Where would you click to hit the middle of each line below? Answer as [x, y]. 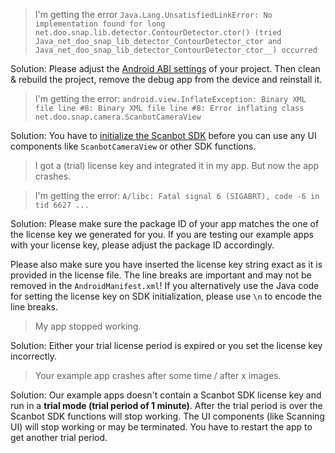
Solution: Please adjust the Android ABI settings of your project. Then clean [165, 68]
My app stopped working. [88, 326]
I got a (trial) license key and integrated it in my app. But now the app [177, 165]
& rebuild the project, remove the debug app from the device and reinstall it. [166, 79]
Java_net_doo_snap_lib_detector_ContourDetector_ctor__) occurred [176, 50]
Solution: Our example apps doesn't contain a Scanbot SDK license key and [166, 395]
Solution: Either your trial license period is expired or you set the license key [166, 345]
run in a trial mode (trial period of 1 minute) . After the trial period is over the [166, 405]
